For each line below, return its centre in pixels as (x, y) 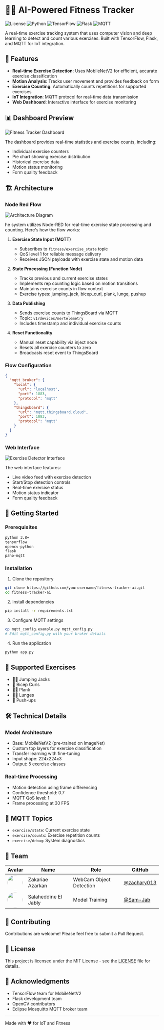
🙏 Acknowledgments (37, 982)
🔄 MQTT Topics (29, 818)
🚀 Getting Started (32, 514)
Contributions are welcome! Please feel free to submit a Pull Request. (75, 933)
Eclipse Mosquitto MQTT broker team (50, 1009)
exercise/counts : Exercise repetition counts (56, 835)
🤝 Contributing (28, 922)
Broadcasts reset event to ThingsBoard (59, 353)
